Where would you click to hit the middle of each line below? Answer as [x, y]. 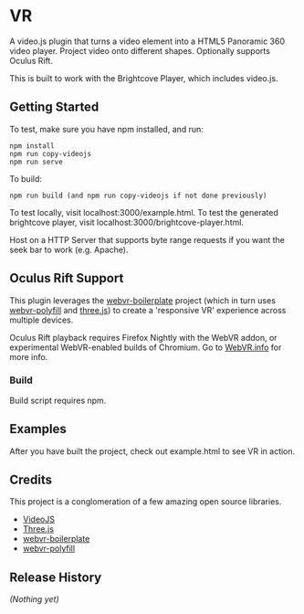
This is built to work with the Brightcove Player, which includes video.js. [144, 78]
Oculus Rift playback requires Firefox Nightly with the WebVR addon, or [143, 337]
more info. [29, 356]
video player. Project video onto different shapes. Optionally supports [140, 50]
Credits [31, 480]
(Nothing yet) [34, 599]
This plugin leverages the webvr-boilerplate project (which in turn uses [143, 300]
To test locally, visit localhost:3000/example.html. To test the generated [144, 212]
